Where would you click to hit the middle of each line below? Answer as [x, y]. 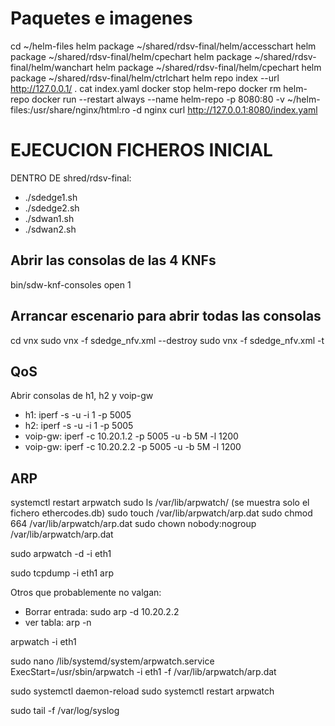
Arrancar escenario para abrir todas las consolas [166, 316]
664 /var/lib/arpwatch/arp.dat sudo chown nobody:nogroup [133, 524]
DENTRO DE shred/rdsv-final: [71, 178]
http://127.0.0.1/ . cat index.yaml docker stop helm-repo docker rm [146, 88]
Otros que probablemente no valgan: [86, 593]
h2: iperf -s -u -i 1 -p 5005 [79, 426]
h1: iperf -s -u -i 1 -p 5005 [78, 415]
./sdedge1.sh [51, 197]
